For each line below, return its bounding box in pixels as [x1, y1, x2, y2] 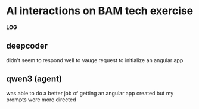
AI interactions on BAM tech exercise [6, 4, 194, 18]
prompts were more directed [6, 96, 76, 103]
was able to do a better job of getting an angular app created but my [6, 89, 174, 97]
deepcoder [6, 41, 48, 51]
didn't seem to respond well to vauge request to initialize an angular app [6, 56, 184, 63]
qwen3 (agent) [6, 74, 63, 84]
